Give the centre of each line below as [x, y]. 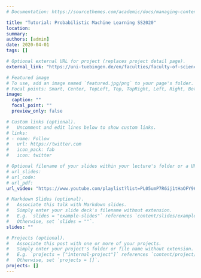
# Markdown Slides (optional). [45, 199]
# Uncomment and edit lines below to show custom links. [81, 127]
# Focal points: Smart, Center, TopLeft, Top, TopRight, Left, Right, [96, 89]
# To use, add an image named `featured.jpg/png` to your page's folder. [100, 83]
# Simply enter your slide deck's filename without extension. [89, 210]
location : [19, 28]
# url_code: [21, 177]
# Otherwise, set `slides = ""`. [51, 221]
